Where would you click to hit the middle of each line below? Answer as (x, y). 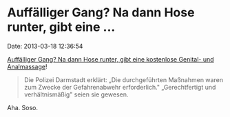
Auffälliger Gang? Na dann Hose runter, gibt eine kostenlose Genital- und (111, 59)
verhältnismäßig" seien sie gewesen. (76, 94)
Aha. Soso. (22, 107)
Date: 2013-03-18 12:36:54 (45, 46)
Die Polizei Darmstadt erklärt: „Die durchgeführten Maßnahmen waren (124, 79)
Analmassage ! (27, 66)
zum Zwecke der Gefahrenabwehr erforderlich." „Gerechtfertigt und (120, 87)
